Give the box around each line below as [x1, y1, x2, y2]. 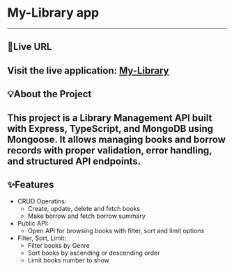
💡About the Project [7, 88, 92, 100]
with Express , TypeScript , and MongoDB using [7, 123, 214, 135]
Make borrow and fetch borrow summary [27, 212, 146, 220]
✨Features [7, 178, 54, 190]
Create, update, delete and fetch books [27, 205, 141, 213]
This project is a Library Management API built [7, 112, 212, 124]
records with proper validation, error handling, [7, 144, 212, 156]
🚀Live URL [7, 41, 52, 53]
